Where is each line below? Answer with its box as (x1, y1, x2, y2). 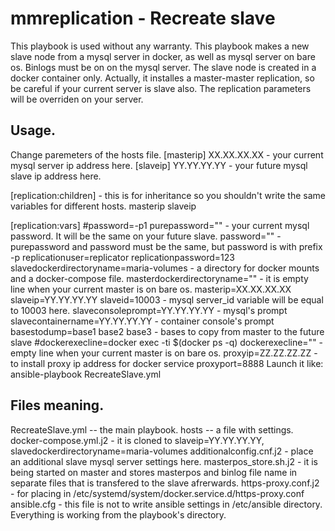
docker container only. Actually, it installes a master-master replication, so (10, 72, 315, 84)
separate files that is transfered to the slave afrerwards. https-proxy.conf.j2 (10, 477, 320, 489)
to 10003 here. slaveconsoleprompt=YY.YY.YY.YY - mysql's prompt (10, 304, 288, 316)
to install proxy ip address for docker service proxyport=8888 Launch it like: (10, 357, 324, 369)
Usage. (10, 122, 57, 139)
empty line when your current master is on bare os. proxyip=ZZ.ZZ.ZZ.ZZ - (10, 347, 318, 359)
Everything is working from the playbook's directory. (10, 508, 227, 521)
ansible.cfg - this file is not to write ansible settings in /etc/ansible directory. (10, 498, 323, 510)
